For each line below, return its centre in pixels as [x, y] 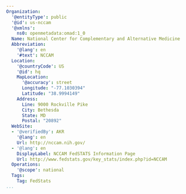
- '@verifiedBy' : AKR [38, 132]
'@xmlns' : [23, 28]
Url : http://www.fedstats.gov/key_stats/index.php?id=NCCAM [92, 159]
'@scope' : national [41, 170]
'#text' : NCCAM [35, 55]
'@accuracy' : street [47, 83]
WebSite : [22, 126]
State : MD [34, 115]
